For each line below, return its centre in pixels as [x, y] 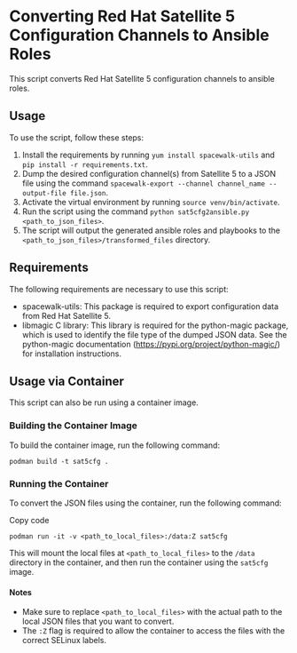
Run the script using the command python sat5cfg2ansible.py [136, 211]
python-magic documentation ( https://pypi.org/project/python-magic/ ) [151, 344]
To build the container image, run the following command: [114, 445]
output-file [44, 193]
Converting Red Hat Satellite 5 [122, 16]
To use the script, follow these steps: [77, 137]
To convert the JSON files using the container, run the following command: [145, 503]
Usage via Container [66, 381]
